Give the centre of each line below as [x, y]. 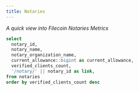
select [14, 38]
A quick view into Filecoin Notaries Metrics [57, 28]
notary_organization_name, [44, 55]
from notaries [23, 76]
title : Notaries [26, 11]
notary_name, [27, 50]
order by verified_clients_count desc [53, 82]
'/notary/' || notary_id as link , [53, 71]
